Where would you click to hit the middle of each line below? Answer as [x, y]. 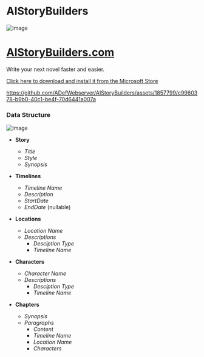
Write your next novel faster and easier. [56, 69]
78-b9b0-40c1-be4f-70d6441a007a [51, 99]
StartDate [36, 201]
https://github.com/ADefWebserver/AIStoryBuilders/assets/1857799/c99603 [102, 93]
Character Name [45, 273]
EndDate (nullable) [47, 207]
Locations [28, 219]
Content [43, 329]
